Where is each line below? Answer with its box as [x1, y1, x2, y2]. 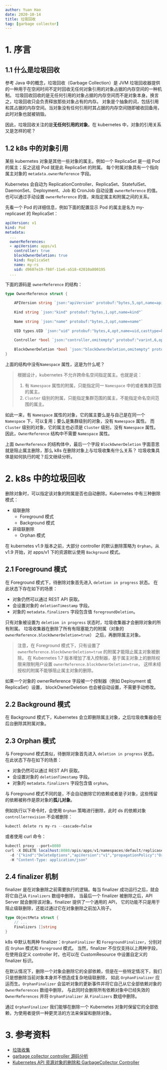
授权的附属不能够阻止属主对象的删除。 [17, 667, 96, 673]
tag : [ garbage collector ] [5, 21, 59, 26]
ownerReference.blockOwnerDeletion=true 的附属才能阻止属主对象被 [17, 649, 156, 655]
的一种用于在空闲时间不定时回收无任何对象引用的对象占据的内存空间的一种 [5, 86, 158, 92]
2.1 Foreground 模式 [5, 565, 67, 574]
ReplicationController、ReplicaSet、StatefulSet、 [48, 181, 149, 187]
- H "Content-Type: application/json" [9, 857, 88, 862]
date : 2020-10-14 [5, 12, 41, 17]
